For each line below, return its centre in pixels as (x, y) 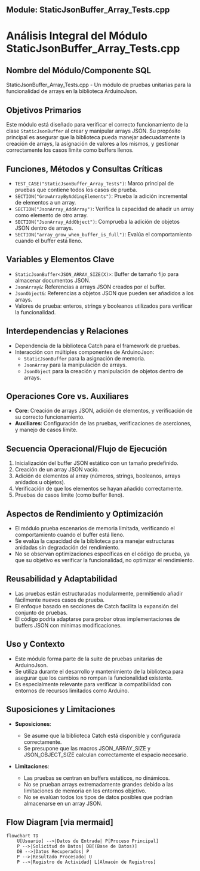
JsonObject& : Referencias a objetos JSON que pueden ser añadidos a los (104, 293)
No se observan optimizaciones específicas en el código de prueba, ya (102, 554)
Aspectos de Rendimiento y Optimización (85, 514)
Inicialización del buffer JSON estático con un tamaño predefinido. (97, 463)
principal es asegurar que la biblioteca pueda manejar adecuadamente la (96, 137)
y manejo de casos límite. (46, 430)
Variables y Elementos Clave (60, 259)
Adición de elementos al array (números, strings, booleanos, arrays (98, 476)
